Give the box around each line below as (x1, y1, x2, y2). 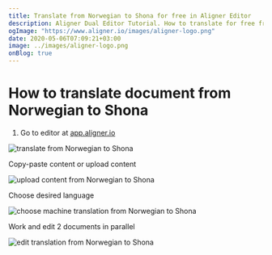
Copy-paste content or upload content (8, 159, 137, 169)
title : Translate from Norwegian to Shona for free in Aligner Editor (8, 11, 252, 20)
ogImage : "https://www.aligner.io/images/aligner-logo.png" (8, 27, 216, 35)
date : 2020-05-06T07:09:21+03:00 (8, 34, 121, 43)
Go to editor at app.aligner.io (19, 127, 116, 137)
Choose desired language (8, 190, 95, 200)
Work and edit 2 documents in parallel (8, 221, 135, 231)
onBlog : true (8, 49, 53, 57)
